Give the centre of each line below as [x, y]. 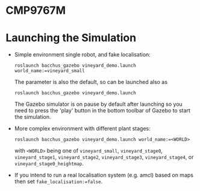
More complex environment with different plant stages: [83, 129]
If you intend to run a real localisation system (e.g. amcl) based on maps [104, 175]
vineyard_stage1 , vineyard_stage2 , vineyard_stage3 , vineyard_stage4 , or [104, 157]
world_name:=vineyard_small [49, 71]
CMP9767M [36, 11]
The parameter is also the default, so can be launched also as [91, 82]
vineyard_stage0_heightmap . [49, 163]
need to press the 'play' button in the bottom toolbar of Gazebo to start [102, 111]
